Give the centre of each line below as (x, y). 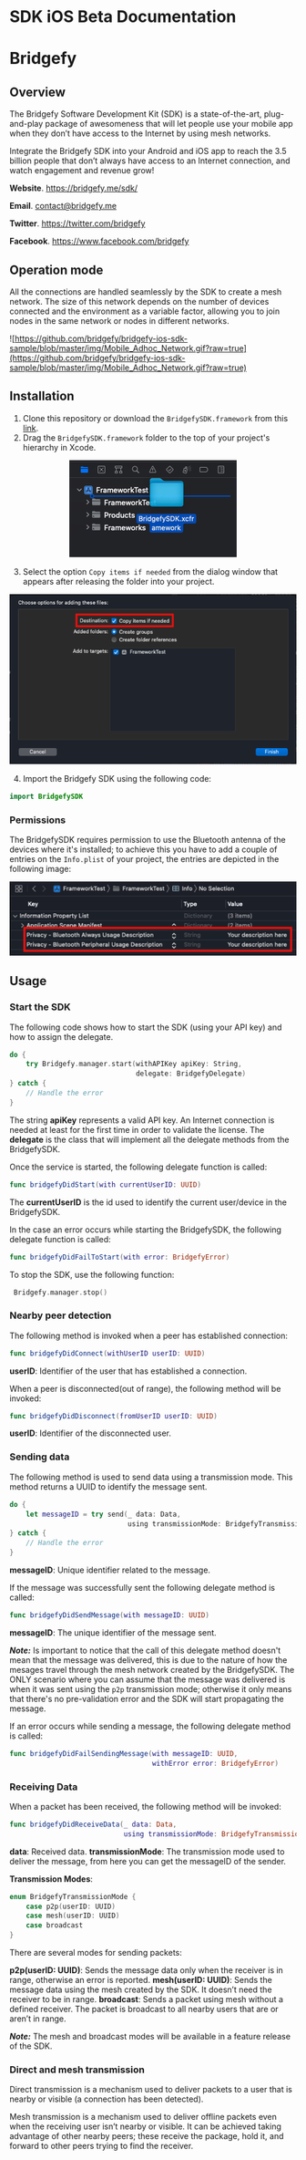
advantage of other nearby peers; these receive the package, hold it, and (147, 2136)
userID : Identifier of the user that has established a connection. (128, 1371)
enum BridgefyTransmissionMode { (73, 1896)
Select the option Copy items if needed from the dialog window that (150, 571)
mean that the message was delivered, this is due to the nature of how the (148, 1660)
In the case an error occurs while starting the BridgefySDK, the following (146, 1230)
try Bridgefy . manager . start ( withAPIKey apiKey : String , (134, 1064)
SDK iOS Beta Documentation (123, 17)
